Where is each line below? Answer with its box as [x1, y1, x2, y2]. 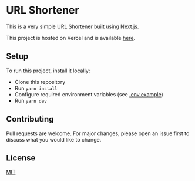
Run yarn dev [14, 97, 47, 104]
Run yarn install [14, 85, 58, 92]
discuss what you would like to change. [6, 136, 102, 143]
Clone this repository [14, 78, 66, 85]
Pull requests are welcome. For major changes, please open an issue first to [6, 130, 190, 137]
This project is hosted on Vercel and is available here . [6, 34, 136, 41]
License [6, 153, 36, 163]
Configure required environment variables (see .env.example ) [14, 90, 163, 98]
